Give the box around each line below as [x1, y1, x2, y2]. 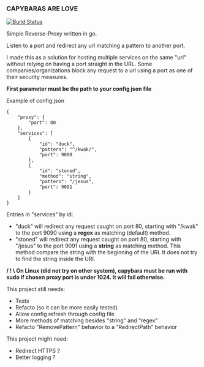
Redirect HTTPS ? [15, 347, 60, 355]
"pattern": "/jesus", [39, 179, 95, 185]
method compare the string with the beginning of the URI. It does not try [15, 249, 198, 256]
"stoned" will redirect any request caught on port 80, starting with [15, 236, 182, 243]
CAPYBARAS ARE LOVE [6, 4, 78, 13]
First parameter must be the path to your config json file [6, 85, 152, 93]
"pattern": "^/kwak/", [39, 146, 97, 153]
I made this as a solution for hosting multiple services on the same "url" [6, 54, 187, 61]
